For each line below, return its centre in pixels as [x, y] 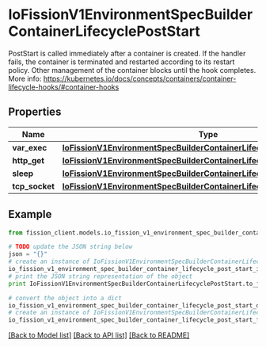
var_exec [30, 147]
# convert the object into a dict [65, 298]
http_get [28, 160]
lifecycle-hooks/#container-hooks [64, 87]
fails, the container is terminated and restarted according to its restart [122, 62]
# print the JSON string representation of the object [101, 276]
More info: [25, 78]
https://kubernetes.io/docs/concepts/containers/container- [140, 78]
